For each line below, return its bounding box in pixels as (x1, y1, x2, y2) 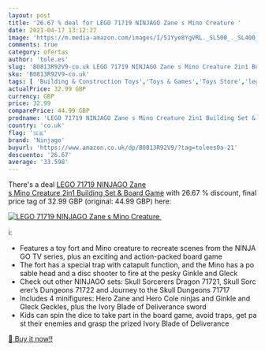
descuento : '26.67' (8, 151, 73, 159)
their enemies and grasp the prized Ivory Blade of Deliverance (27, 319, 230, 328)
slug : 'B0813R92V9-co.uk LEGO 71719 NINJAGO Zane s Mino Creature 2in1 (8, 63, 248, 71)
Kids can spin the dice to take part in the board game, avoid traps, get (19, 311, 247, 320)
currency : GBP (8, 92, 55, 100)
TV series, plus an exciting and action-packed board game (32, 252, 222, 261)
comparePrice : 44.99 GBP (8, 107, 90, 115)
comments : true (8, 41, 58, 49)
